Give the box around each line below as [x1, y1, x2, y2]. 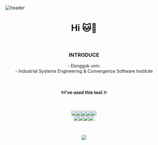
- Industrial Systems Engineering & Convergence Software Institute [14, 68, 153, 74]
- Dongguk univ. [67, 63, 101, 69]
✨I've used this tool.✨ [60, 89, 107, 95]
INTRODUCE [68, 51, 99, 58]
